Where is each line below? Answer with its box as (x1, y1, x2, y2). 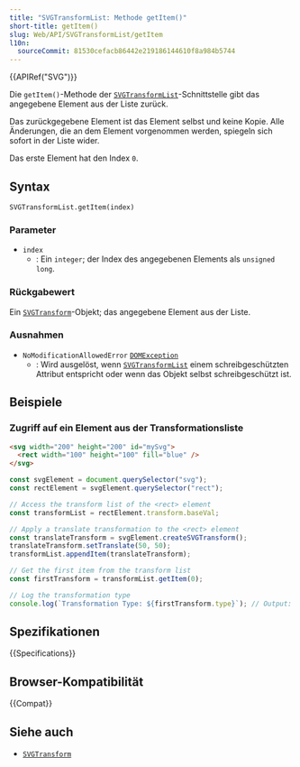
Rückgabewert (9, 286, 75, 299)
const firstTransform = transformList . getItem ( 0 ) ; (9, 575, 204, 584)
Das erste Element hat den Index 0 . (9, 152, 139, 163)
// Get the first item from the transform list (9, 566, 192, 576)
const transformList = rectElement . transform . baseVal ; (9, 508, 220, 517)
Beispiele (9, 394, 63, 411)
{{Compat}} (9, 698, 52, 709)
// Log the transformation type (9, 590, 131, 600)
